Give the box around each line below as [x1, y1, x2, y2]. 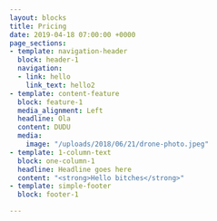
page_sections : [9, 38, 67, 48]
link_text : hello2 [25, 81, 95, 90]
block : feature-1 [17, 97, 84, 107]
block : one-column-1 [17, 156, 95, 166]
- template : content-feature [9, 89, 120, 98]
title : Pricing [9, 22, 67, 31]
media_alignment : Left [17, 106, 104, 115]
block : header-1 [17, 55, 79, 64]
